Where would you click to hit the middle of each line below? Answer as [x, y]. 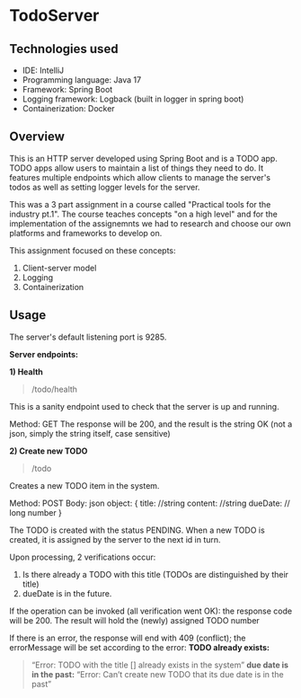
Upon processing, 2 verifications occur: [83, 557]
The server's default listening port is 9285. [88, 337]
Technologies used [64, 49]
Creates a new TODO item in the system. [84, 485]
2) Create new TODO [49, 451]
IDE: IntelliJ [43, 70]
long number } [36, 512]
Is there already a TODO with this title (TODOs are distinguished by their [155, 574]
